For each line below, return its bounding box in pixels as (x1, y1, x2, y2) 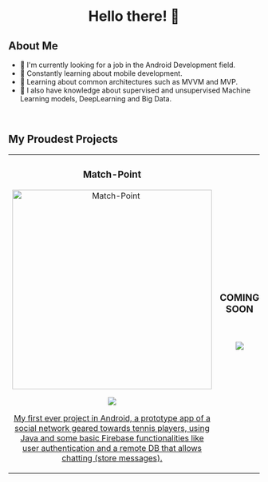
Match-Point (82, 168, 142, 181)
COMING (219, 291, 260, 304)
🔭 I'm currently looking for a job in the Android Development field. (19, 60, 236, 69)
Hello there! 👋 (88, 7, 180, 26)
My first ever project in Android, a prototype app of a (13, 413, 211, 424)
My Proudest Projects (8, 132, 118, 146)
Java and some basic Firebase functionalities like (20, 433, 204, 444)
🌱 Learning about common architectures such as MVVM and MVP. (19, 77, 238, 86)
